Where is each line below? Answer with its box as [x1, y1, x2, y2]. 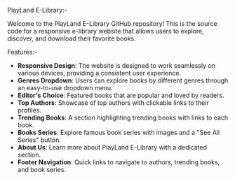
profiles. [17, 106, 42, 114]
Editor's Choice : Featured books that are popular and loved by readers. [17, 91, 224, 99]
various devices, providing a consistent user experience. [17, 69, 181, 77]
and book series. [17, 166, 67, 173]
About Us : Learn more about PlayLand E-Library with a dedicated [17, 143, 208, 151]
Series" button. [17, 136, 62, 144]
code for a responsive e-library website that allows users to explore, [7, 27, 205, 35]
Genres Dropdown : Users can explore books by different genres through [17, 76, 229, 85]
